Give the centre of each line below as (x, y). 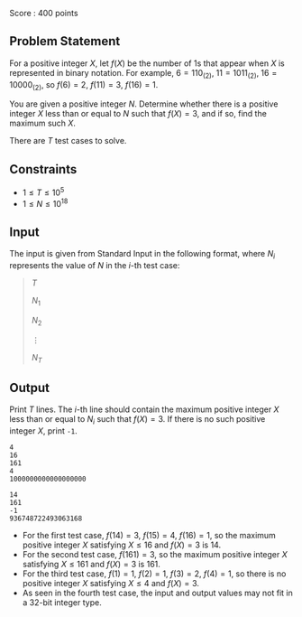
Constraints (43, 169)
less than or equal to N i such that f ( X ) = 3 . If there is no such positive (137, 421)
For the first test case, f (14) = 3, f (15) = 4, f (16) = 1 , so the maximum (149, 536)
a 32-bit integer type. (62, 603)
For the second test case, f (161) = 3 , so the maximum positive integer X (155, 555)
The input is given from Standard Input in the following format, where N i (142, 255)
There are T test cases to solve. (68, 141)
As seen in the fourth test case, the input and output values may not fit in (157, 593)
